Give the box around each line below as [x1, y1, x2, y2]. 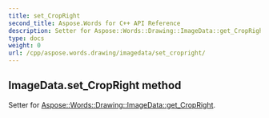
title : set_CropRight [8, 11, 81, 20]
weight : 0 [8, 42, 42, 50]
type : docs [8, 34, 45, 43]
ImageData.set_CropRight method [8, 79, 182, 92]
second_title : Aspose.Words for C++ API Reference [8, 19, 181, 27]
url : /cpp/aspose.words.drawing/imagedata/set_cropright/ [8, 49, 206, 57]
